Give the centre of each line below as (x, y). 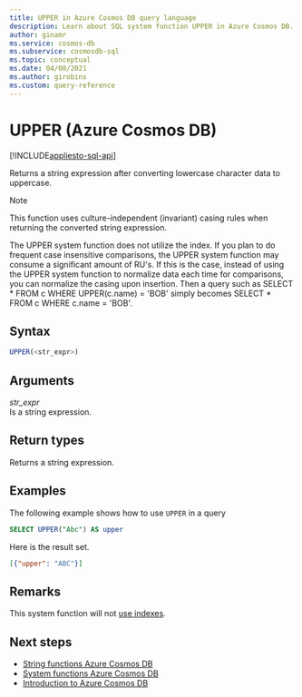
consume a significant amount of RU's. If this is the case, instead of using (147, 264)
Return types (47, 441)
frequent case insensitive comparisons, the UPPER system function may (144, 254)
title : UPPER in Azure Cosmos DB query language (103, 18)
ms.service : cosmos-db (52, 43)
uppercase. (31, 182)
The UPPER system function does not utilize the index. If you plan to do (142, 245)
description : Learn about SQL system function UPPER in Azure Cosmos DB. (152, 26)
